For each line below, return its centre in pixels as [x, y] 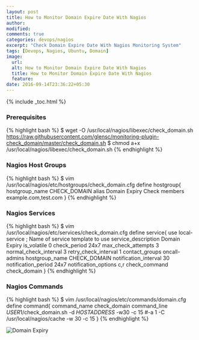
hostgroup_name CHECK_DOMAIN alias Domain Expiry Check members [95, 191]
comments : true [25, 34]
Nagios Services [31, 213]
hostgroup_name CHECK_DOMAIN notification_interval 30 [98, 258]
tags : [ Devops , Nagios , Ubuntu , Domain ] [58, 51]
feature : [23, 79]
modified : [19, 29]
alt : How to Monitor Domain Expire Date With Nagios [79, 68]
